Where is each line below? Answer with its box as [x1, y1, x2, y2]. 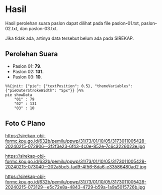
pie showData [5, 92, 32, 97]
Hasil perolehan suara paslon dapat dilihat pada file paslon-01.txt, [5, 20, 140, 26]
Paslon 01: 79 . [12, 63, 41, 69]
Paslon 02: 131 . [12, 68, 44, 74]
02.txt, [5, 25, 19, 31]
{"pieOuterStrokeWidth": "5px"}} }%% [5, 88, 84, 93]
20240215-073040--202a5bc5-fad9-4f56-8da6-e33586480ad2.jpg [5, 163, 146, 169]
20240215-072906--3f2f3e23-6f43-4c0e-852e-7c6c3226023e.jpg [5, 143, 145, 149]
